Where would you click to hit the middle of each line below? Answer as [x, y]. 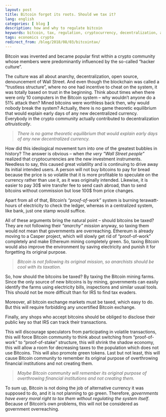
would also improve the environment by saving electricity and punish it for [80, 247]
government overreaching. [32, 409]
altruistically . [18, 124]
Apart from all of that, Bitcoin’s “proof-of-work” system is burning [72, 200]
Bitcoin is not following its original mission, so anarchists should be [85, 262]
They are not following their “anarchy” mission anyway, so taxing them [77, 225]
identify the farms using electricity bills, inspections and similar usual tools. [82, 287]
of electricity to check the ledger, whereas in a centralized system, [86, 205]
